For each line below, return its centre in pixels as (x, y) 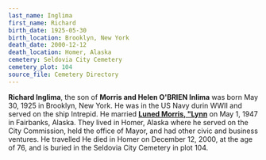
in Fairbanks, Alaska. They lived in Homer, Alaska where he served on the (128, 122)
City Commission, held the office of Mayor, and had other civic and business (133, 131)
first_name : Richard (42, 23)
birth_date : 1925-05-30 (48, 30)
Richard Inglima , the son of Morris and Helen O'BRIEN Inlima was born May (133, 97)
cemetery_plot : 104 (40, 67)
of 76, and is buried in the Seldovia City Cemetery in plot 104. (108, 147)
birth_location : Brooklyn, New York (69, 38)
